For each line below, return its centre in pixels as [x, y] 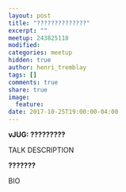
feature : [30, 104]
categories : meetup [40, 53]
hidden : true [30, 61]
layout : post [30, 16]
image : [19, 97]
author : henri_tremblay [48, 68]
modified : [25, 45]
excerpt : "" [28, 30]
